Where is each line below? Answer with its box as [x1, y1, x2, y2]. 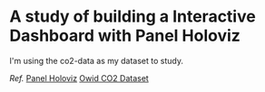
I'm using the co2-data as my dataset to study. [9, 55, 184, 66]
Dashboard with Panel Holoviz [9, 25, 240, 46]
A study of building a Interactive [9, 6, 256, 27]
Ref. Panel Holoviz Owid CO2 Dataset [9, 72, 150, 83]
